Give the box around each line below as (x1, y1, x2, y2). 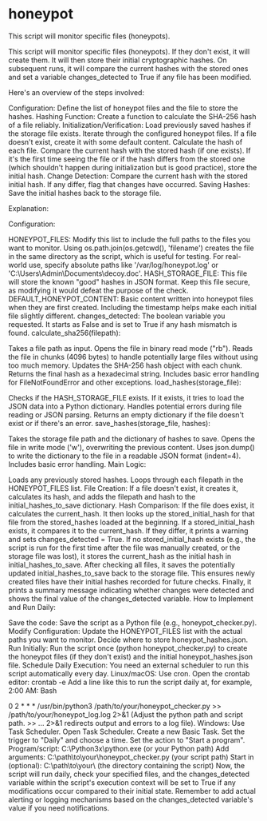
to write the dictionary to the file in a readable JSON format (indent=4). (8, 451, 241, 460)
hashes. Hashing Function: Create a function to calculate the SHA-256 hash (8, 111, 257, 121)
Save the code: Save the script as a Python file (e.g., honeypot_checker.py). (8, 617, 257, 628)
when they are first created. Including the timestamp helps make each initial (8, 302, 257, 312)
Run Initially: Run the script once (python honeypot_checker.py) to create (8, 643, 248, 652)
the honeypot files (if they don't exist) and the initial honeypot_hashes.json (8, 652, 253, 661)
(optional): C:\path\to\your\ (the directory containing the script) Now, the (8, 760, 245, 770)
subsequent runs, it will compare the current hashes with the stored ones (8, 63, 249, 73)
